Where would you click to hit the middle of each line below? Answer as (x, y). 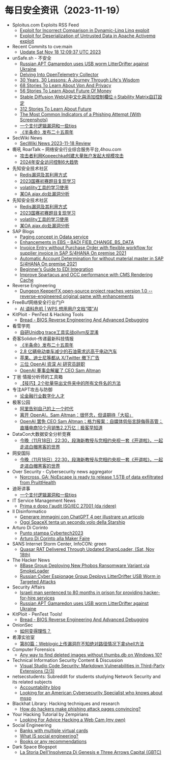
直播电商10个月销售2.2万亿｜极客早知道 (61, 428)
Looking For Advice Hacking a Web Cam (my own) (73, 720)
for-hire (28, 598)
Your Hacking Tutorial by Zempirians (50, 714)
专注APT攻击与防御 (32, 389)
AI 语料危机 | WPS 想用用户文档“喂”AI (59, 308)
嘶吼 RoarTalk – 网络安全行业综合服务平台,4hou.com (67, 149)
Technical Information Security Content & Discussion (67, 660)
